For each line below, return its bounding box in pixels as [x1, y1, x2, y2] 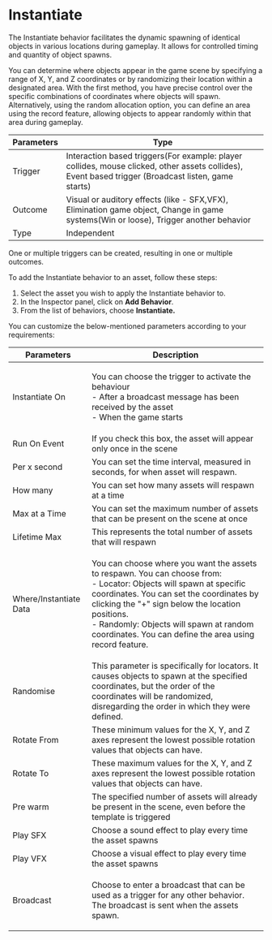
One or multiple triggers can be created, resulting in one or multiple [8, 248, 233, 257]
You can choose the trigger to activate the [91, 371, 251, 382]
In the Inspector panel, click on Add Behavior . [19, 296, 174, 306]
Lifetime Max [12, 531, 62, 542]
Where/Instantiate [12, 593, 81, 604]
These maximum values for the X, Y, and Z [91, 757, 253, 769]
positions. [91, 608, 129, 619]
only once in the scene [91, 442, 178, 454]
